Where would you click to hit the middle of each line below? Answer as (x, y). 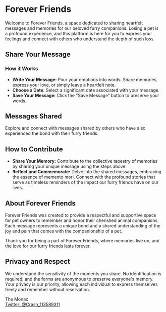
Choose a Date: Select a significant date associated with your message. (86, 90)
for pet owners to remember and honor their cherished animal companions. (82, 220)
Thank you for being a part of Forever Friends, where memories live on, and (82, 241)
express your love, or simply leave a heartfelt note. (64, 85)
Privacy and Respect (38, 261)
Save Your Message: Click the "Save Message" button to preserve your (86, 95)
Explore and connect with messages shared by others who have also (75, 128)
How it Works (22, 69)
